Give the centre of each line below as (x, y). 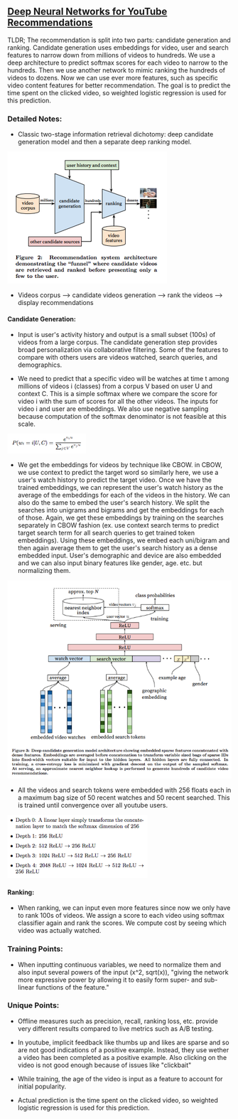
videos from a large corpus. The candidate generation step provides (118, 342)
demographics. (40, 365)
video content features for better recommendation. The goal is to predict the (119, 85)
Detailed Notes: (35, 119)
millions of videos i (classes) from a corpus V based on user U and (115, 386)
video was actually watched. (59, 931)
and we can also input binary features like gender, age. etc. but (110, 563)
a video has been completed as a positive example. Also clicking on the (122, 1057)
